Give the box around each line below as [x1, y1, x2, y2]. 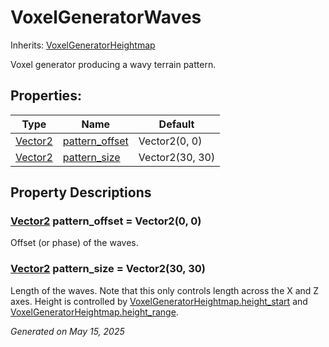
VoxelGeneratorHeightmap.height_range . [10, 306, 179, 318]
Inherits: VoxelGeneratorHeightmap [10, 39, 156, 51]
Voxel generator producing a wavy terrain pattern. [10, 58, 217, 70]
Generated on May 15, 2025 [10, 325, 125, 337]
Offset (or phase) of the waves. [10, 237, 139, 249]
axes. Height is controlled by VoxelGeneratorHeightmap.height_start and [10, 295, 308, 307]
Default [158, 117, 195, 131]
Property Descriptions [10, 184, 152, 201]
